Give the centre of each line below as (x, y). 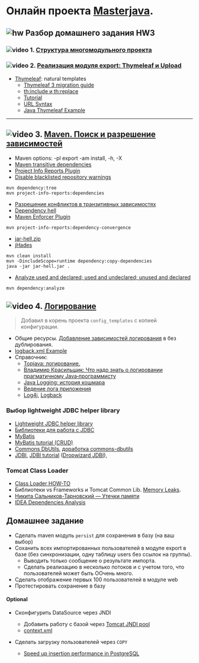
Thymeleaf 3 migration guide (59, 85)
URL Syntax (38, 104)
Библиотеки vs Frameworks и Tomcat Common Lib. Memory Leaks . (98, 490)
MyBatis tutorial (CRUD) (44, 442)
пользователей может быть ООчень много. (78, 573)
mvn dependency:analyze (36, 288)
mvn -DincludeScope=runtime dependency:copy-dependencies (79, 261)
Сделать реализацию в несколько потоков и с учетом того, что (104, 567)
